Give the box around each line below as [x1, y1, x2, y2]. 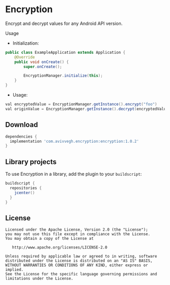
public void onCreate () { [14, 59, 69, 65]
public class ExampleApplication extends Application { [5, 50, 125, 55]
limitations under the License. [5, 276, 73, 281]
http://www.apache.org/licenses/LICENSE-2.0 [12, 245, 108, 250]
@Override [14, 54, 35, 59]
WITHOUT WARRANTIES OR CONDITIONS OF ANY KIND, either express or [5, 263, 148, 268]
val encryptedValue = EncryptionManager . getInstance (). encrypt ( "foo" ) [5, 102, 157, 107]
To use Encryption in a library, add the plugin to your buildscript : [5, 171, 142, 177]
